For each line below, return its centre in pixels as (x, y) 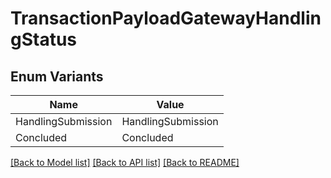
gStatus (44, 39)
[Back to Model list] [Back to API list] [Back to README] (125, 162)
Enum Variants (57, 76)
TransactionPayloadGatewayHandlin (166, 18)
